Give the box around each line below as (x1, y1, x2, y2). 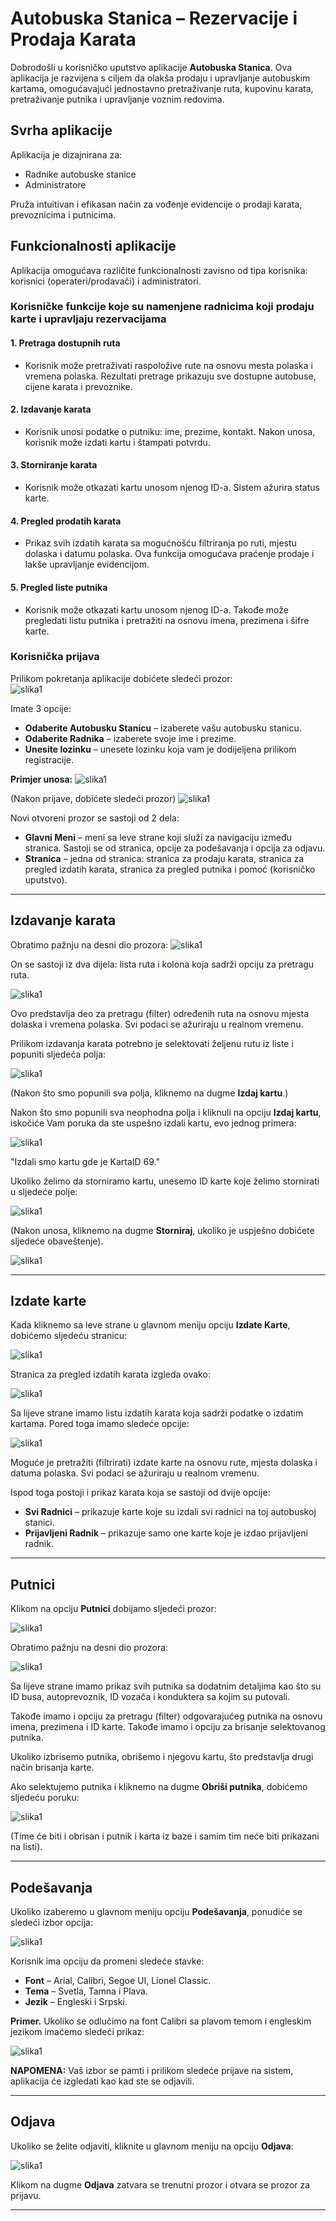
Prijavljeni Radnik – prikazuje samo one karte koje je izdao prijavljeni (24, 1527, 308, 1539)
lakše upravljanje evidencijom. (24, 558, 150, 571)
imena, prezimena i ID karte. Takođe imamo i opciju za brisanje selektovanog (10, 1721, 326, 1733)
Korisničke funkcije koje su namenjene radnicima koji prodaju (10, 300, 315, 314)
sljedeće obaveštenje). (10, 1235, 104, 1247)
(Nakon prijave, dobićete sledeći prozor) (10, 792, 177, 804)
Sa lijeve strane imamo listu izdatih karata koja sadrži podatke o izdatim (10, 1407, 304, 1419)
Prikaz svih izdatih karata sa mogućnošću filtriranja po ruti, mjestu (24, 537, 297, 549)
